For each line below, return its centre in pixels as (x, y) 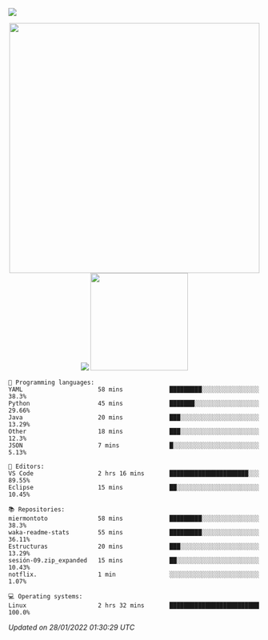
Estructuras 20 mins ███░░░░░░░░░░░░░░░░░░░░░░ (134, 546)
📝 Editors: (26, 466)
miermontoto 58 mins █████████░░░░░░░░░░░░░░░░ (134, 518)
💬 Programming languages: (51, 382)
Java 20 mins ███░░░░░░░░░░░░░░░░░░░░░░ (134, 418)
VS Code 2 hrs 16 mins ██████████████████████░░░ (134, 474)
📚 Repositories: (37, 510)
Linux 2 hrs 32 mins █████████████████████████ (134, 606)
